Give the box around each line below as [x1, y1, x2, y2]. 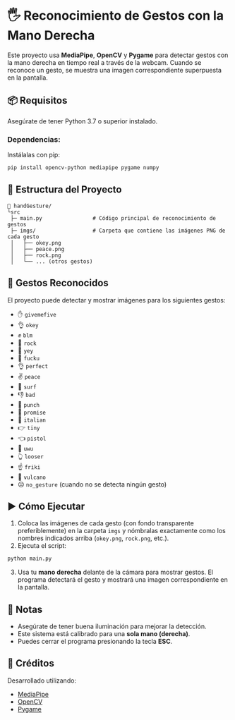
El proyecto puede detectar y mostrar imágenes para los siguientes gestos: [7, 295, 226, 304]
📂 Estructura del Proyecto [7, 183, 122, 196]
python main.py [7, 555, 52, 563]
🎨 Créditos [7, 657, 54, 669]
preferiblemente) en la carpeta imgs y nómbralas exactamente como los [17, 527, 226, 535]
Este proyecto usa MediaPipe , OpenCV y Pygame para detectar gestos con [7, 51, 229, 59]
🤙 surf [17, 382, 37, 391]
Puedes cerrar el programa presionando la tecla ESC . [17, 637, 173, 646]
